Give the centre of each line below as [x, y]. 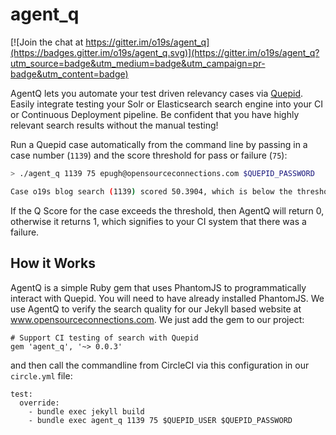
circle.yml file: [41, 375]
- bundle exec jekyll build [86, 411]
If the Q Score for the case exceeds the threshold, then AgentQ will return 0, [167, 210]
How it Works [53, 263]
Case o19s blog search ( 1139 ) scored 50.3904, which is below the [151, 191]
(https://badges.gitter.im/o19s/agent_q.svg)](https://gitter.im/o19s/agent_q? [165, 52]
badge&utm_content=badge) [69, 74]
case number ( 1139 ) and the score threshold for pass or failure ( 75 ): [149, 155]
